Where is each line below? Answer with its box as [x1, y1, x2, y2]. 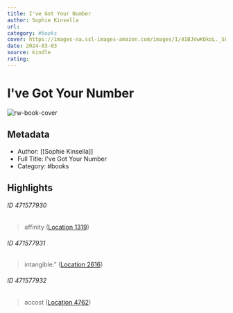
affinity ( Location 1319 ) [24, 223, 90, 232]
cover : [7, 36, 26, 43]
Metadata [7, 129, 50, 141]
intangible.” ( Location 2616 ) [24, 260, 103, 268]
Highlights [7, 182, 53, 193]
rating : [7, 56, 30, 63]
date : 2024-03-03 [7, 42, 58, 49]
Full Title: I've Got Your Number [17, 154, 107, 163]
